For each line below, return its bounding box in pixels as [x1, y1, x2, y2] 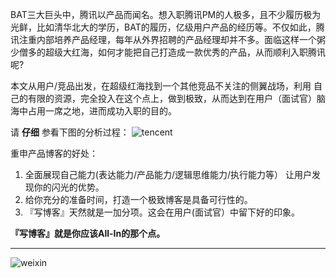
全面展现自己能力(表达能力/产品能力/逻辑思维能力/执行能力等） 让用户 [24, 169, 312, 180]
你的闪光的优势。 [33, 181, 105, 193]
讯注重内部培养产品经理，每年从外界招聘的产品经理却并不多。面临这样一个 [10, 34, 317, 45]
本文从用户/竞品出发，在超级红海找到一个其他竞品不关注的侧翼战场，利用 [10, 80, 312, 92]
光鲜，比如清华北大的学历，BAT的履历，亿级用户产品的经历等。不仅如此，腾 [10, 21, 325, 33]
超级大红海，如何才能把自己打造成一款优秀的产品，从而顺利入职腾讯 [44, 46, 326, 58]
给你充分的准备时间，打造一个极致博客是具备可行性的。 [24, 194, 253, 205]
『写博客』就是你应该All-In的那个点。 [10, 228, 166, 239]
